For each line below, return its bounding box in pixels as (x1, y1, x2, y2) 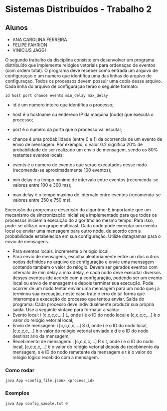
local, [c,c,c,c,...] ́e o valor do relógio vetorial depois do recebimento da (12, 344, 160, 350)
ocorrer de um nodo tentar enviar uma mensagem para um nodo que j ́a (12, 286, 160, 291)
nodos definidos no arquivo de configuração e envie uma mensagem (12, 259, 154, 265)
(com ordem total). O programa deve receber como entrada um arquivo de (5, 67, 158, 73)
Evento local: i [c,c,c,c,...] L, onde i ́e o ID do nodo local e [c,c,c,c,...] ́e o (12, 312, 161, 318)
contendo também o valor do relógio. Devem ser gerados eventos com (12, 264, 158, 270)
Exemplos (5, 390, 30, 397)
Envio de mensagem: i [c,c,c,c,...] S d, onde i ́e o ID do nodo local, (12, 323, 148, 328)
